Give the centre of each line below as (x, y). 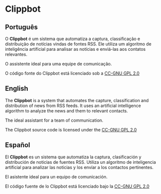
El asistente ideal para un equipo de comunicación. (56, 176)
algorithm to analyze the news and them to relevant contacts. (67, 110)
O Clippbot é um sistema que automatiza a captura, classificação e (73, 39)
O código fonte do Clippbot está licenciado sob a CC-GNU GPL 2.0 (72, 73)
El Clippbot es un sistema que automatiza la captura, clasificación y (73, 157)
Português (21, 27)
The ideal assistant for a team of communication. (54, 120)
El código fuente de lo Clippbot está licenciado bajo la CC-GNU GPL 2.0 (77, 186)
